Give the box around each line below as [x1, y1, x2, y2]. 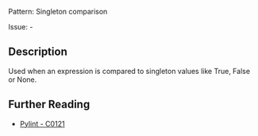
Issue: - [8, 22, 33, 31]
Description [8, 45, 67, 59]
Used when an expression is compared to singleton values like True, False [8, 66, 251, 76]
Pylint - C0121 [19, 119, 65, 128]
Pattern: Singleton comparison [8, 7, 108, 16]
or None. [8, 75, 37, 84]
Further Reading [8, 98, 90, 111]
